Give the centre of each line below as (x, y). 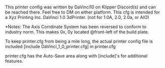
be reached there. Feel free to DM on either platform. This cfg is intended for (82, 12)
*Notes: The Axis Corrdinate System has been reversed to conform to (76, 27)
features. (14, 61)
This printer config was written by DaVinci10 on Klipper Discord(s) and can (81, 7)
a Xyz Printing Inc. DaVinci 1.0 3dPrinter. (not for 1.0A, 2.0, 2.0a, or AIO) (77, 17)
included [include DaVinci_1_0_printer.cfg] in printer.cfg (60, 46)
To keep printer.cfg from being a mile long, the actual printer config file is (79, 41)
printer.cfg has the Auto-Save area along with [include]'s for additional (76, 56)
